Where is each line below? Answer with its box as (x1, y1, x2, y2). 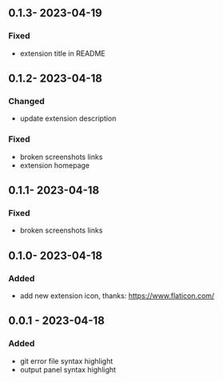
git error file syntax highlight (19, 356, 113, 366)
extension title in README (19, 48, 106, 58)
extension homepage (19, 160, 90, 170)
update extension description (19, 113, 117, 123)
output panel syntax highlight (19, 364, 117, 374)
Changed (8, 96, 46, 106)
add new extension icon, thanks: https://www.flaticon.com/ (19, 291, 215, 300)
